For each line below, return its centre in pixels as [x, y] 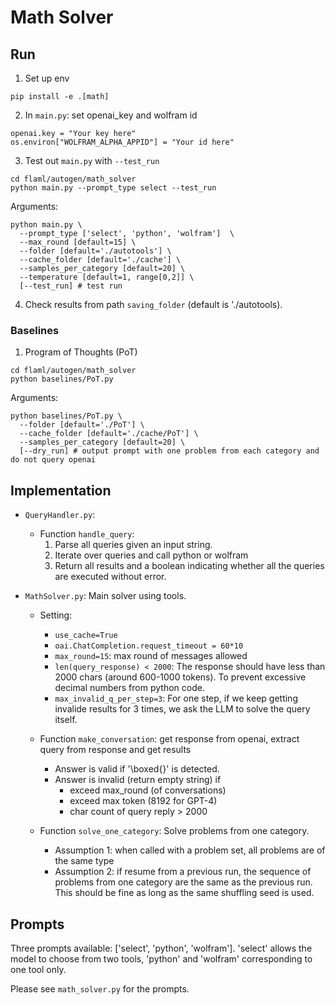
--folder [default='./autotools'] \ [95, 251]
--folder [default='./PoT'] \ [82, 425]
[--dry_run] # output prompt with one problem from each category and [169, 451]
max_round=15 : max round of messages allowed [151, 656]
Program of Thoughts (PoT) [81, 352]
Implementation [61, 490]
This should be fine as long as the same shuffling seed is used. [184, 893]
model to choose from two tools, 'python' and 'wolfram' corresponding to [161, 958]
